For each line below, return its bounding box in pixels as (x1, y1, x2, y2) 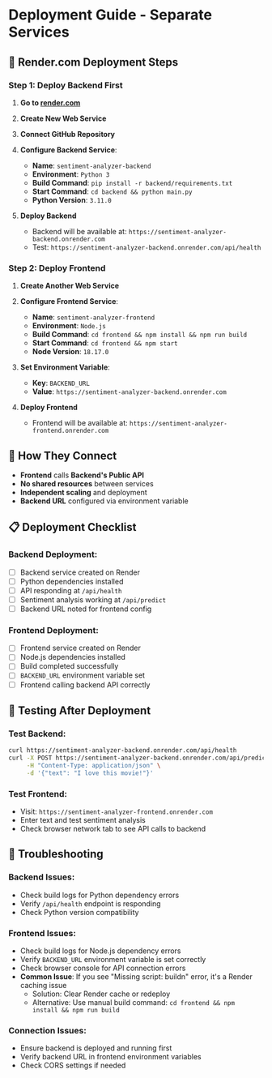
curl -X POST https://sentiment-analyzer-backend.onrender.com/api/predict (8, 754, 270, 763)
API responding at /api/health (19, 585, 122, 595)
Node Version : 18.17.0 (32, 347, 109, 357)
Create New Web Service (19, 113, 107, 123)
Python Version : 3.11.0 (32, 195, 112, 204)
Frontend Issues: (8, 927, 77, 939)
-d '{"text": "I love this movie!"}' (26, 768, 154, 777)
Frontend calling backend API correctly (19, 679, 151, 690)
